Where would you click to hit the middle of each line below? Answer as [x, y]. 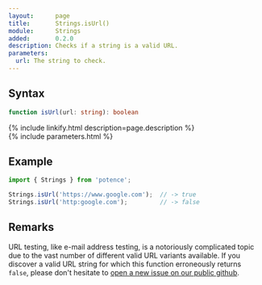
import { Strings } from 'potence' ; [70, 180]
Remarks [31, 227]
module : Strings [45, 31]
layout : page [39, 16]
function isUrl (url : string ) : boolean [73, 112]
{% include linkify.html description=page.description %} [102, 128]
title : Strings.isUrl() [59, 23]
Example [31, 161]
